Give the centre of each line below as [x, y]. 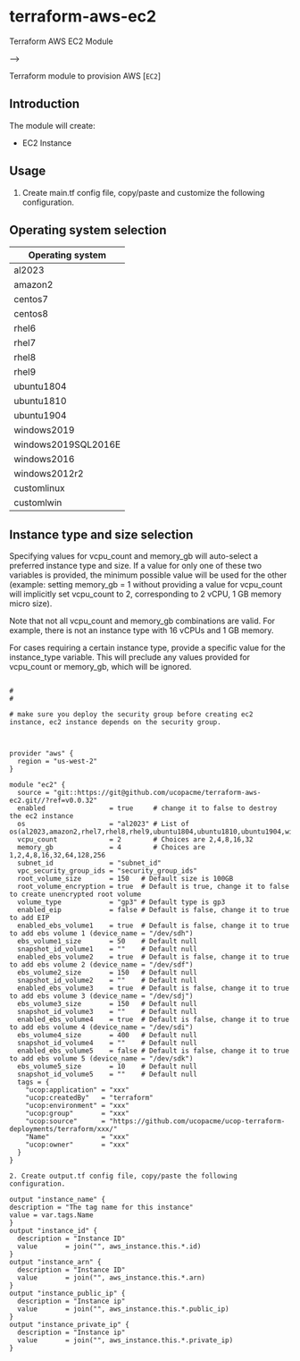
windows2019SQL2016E [67, 444]
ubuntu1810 [40, 402]
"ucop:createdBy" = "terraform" [89, 1098]
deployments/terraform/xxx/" [63, 1129]
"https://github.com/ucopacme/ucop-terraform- [197, 1121]
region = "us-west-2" [58, 762]
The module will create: [52, 125]
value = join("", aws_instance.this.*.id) [109, 1247]
